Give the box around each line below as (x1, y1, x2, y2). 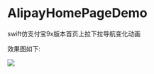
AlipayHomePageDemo (7, 5, 148, 21)
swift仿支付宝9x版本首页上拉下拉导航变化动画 (7, 29, 141, 38)
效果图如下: (7, 44, 41, 53)
